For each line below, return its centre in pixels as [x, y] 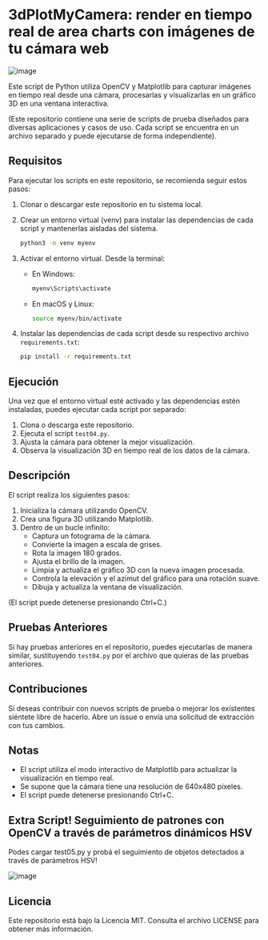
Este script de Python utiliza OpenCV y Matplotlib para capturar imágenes [130, 86]
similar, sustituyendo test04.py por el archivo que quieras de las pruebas [129, 655]
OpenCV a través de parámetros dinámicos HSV [130, 832]
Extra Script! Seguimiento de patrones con [116, 820]
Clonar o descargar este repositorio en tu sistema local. [111, 204]
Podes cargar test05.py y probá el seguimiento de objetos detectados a [126, 852]
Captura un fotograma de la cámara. [92, 536]
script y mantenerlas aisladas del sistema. [89, 228]
